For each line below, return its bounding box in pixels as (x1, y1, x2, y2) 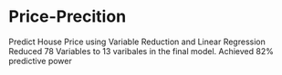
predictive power (8, 55, 72, 66)
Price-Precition (8, 6, 127, 27)
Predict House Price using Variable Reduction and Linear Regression (8, 36, 266, 47)
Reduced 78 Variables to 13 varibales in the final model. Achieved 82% (8, 45, 275, 56)
